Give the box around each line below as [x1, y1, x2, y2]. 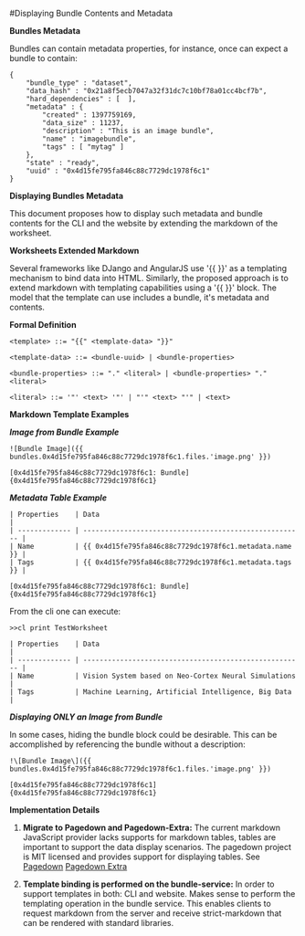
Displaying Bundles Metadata [9, 191, 124, 201]
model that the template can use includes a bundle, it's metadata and [9, 292, 269, 302]
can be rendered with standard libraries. [22, 918, 174, 928]
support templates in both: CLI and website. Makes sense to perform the [22, 889, 296, 899]
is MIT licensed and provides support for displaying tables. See [22, 851, 260, 862]
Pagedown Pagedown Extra [22, 861, 128, 871]
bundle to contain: [9, 53, 78, 63]
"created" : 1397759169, [42, 110, 137, 120]
